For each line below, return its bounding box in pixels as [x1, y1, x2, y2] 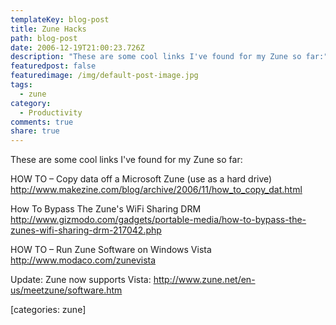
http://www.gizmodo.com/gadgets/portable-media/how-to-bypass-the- [10, 214, 307, 226]
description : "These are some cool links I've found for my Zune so [10, 52, 302, 62]
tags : [10, 80, 33, 90]
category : [10, 98, 52, 108]
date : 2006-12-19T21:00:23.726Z [10, 42, 145, 53]
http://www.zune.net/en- [153, 274, 256, 286]
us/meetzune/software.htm [10, 284, 123, 296]
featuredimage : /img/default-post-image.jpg [10, 71, 199, 81]
